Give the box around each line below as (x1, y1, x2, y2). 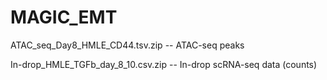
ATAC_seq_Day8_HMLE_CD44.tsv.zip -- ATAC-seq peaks (10, 39, 245, 51)
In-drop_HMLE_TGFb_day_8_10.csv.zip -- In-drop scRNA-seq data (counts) (10, 58, 318, 70)
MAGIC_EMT (10, 6, 118, 29)
